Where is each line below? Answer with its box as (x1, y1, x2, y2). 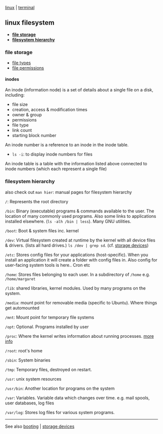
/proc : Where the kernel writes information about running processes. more (5, 333, 154, 339)
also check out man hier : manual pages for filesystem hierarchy (5, 189, 132, 195)
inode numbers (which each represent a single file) (5, 166, 107, 172)
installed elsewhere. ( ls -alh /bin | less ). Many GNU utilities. (5, 218, 131, 224)
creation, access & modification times (12, 107, 87, 113)
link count (12, 127, 32, 133)
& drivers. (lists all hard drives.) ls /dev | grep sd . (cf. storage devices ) (5, 242, 149, 248)
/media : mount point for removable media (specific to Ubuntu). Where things (5, 299, 157, 306)
